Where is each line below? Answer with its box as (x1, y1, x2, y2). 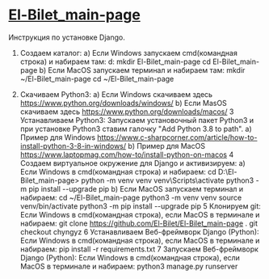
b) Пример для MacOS (128, 141, 206, 150)
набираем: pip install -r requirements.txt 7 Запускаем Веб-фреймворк (19, 244, 258, 254)
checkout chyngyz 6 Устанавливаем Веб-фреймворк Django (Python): (19, 226, 260, 236)
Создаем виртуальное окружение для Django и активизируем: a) (19, 158, 246, 167)
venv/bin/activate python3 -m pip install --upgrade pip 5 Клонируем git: (19, 201, 261, 211)
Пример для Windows (19, 132, 95, 142)
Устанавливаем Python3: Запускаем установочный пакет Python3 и (19, 115, 254, 125)
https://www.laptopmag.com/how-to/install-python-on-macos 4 (19, 150, 234, 159)
